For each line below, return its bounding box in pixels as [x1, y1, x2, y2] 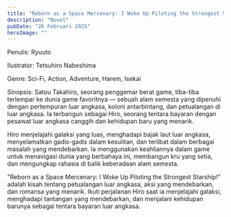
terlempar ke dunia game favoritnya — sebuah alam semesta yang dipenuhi [7, 95, 221, 104]
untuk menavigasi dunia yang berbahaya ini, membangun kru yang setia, [7, 152, 213, 161]
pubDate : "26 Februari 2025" [7, 23, 91, 30]
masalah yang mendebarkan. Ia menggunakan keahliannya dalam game [7, 145, 210, 153]
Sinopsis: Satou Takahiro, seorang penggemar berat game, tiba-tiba [7, 88, 199, 96]
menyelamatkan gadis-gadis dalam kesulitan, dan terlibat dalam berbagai [7, 138, 214, 146]
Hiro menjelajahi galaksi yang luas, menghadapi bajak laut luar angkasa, [7, 130, 211, 139]
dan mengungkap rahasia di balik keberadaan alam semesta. [7, 159, 179, 168]
